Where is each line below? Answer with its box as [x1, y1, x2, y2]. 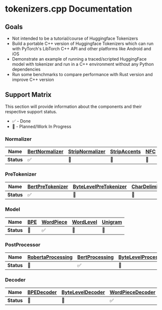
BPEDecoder [27, 289, 57, 296]
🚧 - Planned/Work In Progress [12, 124, 71, 129]
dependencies [12, 66, 41, 72]
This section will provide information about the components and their [5, 103, 142, 109]
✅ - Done [12, 118, 31, 124]
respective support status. [5, 108, 57, 114]
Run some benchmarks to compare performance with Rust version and [12, 72, 153, 77]
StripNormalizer [68, 148, 106, 155]
